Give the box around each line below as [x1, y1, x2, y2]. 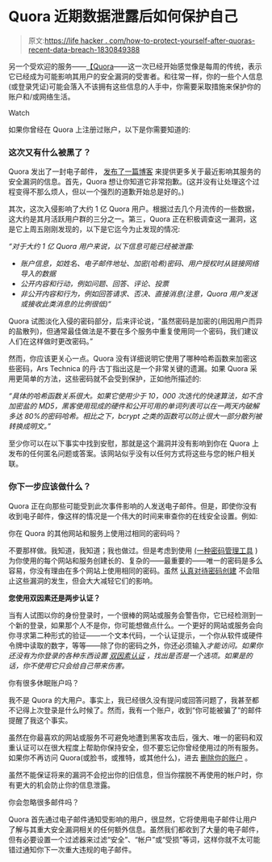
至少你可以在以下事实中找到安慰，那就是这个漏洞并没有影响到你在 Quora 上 [8, 438, 260, 449]
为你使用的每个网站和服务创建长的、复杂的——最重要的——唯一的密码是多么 [8, 556, 263, 565]
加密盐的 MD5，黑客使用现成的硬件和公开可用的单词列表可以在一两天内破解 [8, 401, 260, 411]
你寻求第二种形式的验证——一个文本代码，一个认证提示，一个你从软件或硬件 [8, 630, 263, 640]
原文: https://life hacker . [27, 36, 107, 45]
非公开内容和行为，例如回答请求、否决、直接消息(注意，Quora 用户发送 [19, 289, 258, 299]
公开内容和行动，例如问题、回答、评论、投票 [19, 279, 169, 289]
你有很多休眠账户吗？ [8, 678, 79, 687]
